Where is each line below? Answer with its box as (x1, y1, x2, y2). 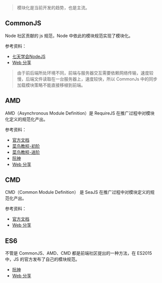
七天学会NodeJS (12, 53, 46, 59)
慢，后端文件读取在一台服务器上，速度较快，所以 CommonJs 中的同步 (17, 76, 158, 82)
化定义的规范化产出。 (5, 116, 48, 122)
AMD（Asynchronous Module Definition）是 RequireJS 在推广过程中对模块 (5, 110, 155, 116)
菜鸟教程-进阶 (12, 149, 40, 155)
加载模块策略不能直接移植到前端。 (17, 82, 86, 88)
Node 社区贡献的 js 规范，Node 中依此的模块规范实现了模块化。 (5, 33, 133, 39)
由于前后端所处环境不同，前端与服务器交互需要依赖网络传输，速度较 (17, 70, 154, 76)
